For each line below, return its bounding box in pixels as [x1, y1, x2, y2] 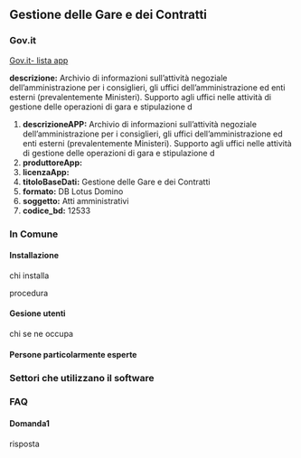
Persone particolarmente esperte [9, 349, 137, 360]
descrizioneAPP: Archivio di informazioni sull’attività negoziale [22, 118, 258, 129]
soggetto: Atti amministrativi [22, 195, 129, 206]
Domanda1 [9, 418, 50, 429]
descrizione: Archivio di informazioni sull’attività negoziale [9, 72, 228, 83]
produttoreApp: [22, 157, 83, 168]
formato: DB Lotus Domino [22, 185, 124, 197]
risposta [9, 438, 41, 449]
